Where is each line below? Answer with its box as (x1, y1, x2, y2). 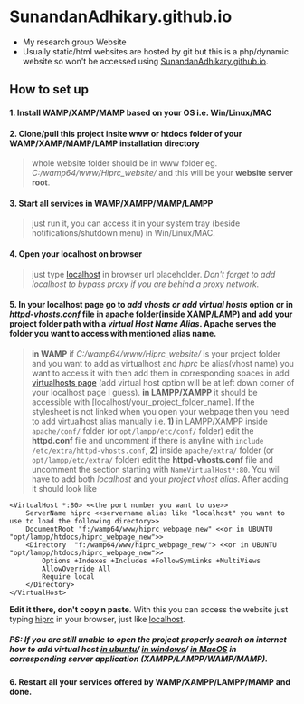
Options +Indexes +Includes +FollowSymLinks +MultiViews (42, 556, 261, 565)
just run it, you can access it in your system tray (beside (31, 218, 241, 229)
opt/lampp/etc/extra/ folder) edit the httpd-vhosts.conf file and (31, 454, 274, 464)
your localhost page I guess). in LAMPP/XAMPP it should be (31, 386, 258, 397)
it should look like (31, 483, 98, 494)
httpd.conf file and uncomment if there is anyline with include (31, 435, 264, 445)
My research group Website (22, 36, 127, 47)
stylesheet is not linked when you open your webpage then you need (31, 406, 290, 416)
